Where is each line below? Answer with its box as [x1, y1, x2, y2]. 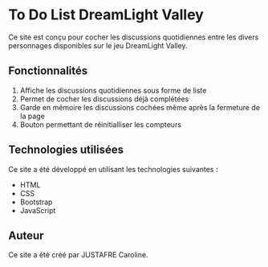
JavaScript [19, 205, 56, 215]
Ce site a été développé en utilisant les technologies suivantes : [8, 164, 218, 174]
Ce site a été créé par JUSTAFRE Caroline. [8, 250, 148, 260]
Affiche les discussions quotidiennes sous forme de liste [19, 85, 207, 95]
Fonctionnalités [8, 64, 88, 78]
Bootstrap [19, 197, 53, 207]
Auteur [8, 228, 44, 242]
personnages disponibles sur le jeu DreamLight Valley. [8, 40, 188, 50]
